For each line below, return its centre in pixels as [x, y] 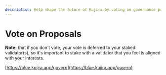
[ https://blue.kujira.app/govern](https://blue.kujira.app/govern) [69, 67]
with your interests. [25, 58]
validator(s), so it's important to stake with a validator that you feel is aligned [83, 52]
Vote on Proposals [43, 34]
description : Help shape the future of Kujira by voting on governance [80, 10]
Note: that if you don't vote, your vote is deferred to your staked [70, 48]
